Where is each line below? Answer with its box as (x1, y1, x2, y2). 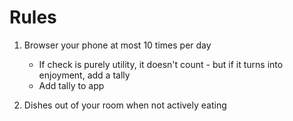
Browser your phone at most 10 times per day (23, 39, 212, 51)
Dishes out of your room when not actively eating (23, 99, 227, 111)
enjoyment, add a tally (38, 69, 131, 81)
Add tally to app (38, 79, 105, 91)
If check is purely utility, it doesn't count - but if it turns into (38, 58, 284, 70)
